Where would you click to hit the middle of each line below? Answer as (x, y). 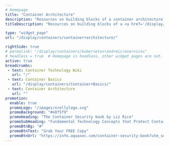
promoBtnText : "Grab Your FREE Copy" (49, 131)
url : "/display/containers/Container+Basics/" (62, 84)
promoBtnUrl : (23, 136)
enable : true (23, 103)
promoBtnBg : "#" (27, 126)
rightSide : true (22, 47)
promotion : (17, 98)
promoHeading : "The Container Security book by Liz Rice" (72, 117)
